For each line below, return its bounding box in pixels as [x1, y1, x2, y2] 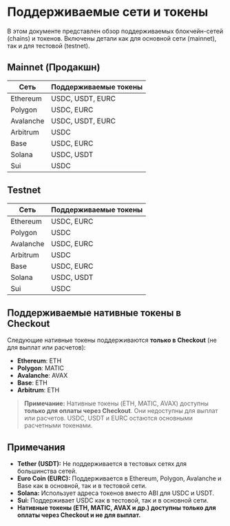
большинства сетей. [17, 467, 77, 476]
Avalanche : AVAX [17, 372, 68, 380]
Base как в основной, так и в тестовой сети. [17, 482, 147, 490]
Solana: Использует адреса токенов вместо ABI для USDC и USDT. [17, 489, 215, 497]
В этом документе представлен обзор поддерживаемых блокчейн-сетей [7, 27, 224, 35]
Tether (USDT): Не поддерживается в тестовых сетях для [17, 460, 187, 468]
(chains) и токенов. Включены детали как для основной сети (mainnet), [7, 34, 217, 42]
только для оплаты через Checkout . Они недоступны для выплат [23, 407, 218, 415]
